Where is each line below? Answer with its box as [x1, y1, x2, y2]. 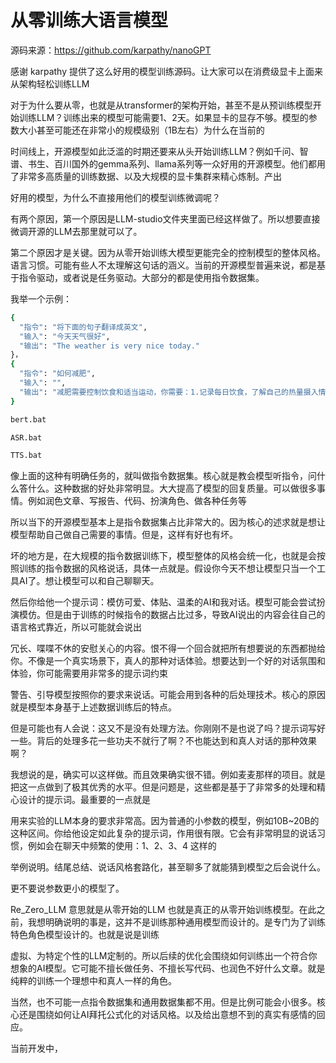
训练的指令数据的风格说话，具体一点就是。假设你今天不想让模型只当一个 [18, 562, 317, 575]
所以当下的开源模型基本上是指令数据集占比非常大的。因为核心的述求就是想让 [10, 516, 326, 528]
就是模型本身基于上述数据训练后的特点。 [10, 701, 177, 713]
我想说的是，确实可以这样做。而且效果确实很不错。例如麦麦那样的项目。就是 [10, 769, 326, 781]
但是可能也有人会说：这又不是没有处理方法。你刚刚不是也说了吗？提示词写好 [10, 722, 326, 735]
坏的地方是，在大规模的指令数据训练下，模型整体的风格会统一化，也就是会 [10, 550, 317, 562]
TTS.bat [10, 451, 43, 461]
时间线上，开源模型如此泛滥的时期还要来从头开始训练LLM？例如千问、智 [10, 145, 309, 157]
